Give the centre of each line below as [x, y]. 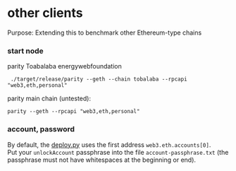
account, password [41, 129]
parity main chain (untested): [49, 99]
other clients [45, 13]
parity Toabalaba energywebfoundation [64, 66]
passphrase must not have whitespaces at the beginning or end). [101, 160]
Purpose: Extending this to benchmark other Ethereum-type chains [105, 33]
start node [25, 51]
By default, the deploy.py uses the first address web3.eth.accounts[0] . [109, 145]
